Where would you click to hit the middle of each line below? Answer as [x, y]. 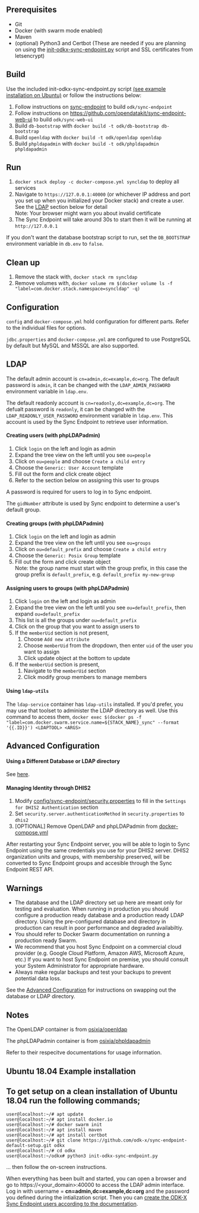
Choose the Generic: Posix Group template [67, 555]
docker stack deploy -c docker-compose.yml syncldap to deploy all [97, 182]
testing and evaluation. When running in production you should [92, 909]
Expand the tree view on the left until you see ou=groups [83, 543]
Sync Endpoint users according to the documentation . [72, 1204]
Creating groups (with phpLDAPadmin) [55, 523]
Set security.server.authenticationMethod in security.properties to [99, 814]
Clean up [23, 262]
